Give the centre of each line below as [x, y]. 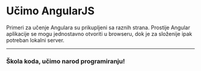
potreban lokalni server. [35, 40]
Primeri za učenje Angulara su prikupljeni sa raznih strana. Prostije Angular [98, 27]
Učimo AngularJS [50, 11]
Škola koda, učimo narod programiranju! [66, 61]
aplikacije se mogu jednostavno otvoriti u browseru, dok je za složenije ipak [99, 33]
